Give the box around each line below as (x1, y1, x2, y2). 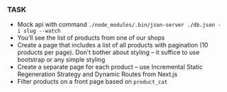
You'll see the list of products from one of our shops (17, 34, 165, 42)
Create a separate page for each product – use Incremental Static (17, 63, 203, 71)
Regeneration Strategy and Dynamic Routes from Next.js (17, 70, 177, 78)
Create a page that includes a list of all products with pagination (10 (17, 41, 208, 49)
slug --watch (23, 27, 61, 35)
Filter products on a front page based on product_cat (17, 78, 168, 86)
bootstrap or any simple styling (17, 56, 105, 64)
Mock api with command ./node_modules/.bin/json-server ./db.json (17, 21, 215, 29)
